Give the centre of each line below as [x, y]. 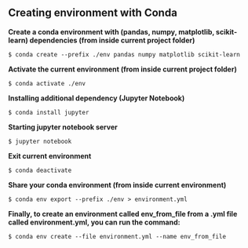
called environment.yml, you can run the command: [94, 222]
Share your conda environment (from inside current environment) [117, 184]
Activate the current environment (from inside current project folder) [122, 69]
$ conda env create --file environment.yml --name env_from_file [117, 236]
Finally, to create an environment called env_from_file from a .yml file [123, 213]
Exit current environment [50, 155]
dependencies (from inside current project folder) [112, 40]
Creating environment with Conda [93, 13]
